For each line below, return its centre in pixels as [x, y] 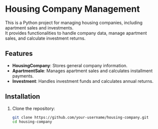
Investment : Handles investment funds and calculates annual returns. [83, 81]
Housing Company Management [72, 9]
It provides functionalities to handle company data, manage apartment [76, 33]
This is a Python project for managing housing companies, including [74, 23]
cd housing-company [32, 122]
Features [19, 54]
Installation [23, 97]
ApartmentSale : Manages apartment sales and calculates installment [82, 71]
